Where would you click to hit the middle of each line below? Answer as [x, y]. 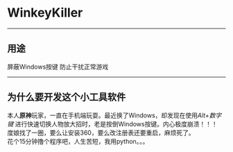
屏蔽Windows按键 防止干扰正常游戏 [58, 67]
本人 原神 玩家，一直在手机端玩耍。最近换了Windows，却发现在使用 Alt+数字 [114, 115]
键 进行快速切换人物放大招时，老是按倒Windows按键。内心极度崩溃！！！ [112, 124]
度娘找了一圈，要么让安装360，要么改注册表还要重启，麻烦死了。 [101, 133]
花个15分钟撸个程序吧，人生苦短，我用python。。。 [78, 141]
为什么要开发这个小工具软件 [67, 98]
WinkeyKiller [45, 13]
